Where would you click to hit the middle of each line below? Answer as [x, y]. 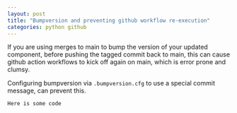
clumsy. [19, 70]
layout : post [27, 14]
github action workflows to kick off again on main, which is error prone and [117, 62]
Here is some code [34, 104]
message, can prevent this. [47, 91]
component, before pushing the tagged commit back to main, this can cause [119, 54]
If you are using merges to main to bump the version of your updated [108, 47]
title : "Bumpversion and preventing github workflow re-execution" [109, 20]
